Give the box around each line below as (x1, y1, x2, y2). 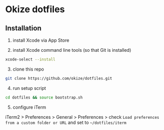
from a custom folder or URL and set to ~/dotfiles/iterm (5, 119, 127, 125)
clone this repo (12, 66, 44, 72)
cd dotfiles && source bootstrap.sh (5, 95, 83, 100)
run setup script (12, 85, 46, 91)
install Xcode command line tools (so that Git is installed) (12, 47, 132, 53)
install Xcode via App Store (12, 37, 70, 43)
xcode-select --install (5, 57, 56, 62)
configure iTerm (12, 104, 47, 110)
